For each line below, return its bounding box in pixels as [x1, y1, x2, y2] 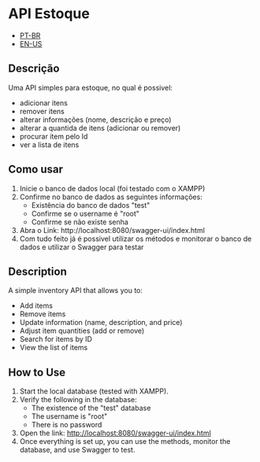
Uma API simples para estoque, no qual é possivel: [8, 83, 173, 92]
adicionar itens [19, 98, 69, 107]
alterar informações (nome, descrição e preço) [19, 115, 172, 124]
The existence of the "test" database [31, 403, 151, 413]
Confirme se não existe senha [31, 217, 128, 227]
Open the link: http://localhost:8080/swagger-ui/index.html [19, 428, 211, 438]
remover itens [19, 106, 65, 116]
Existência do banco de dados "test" [31, 200, 150, 209]
